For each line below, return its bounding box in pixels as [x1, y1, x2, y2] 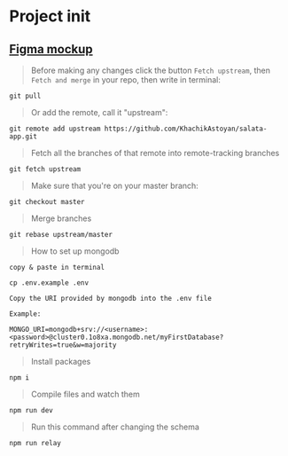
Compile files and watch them [30, 389, 140, 399]
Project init [9, 6, 91, 27]
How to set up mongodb [30, 246, 120, 256]
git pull [9, 91, 42, 100]
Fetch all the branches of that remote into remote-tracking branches [30, 148, 280, 158]
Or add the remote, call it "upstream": [30, 107, 168, 117]
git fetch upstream [9, 165, 82, 174]
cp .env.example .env [9, 279, 90, 287]
